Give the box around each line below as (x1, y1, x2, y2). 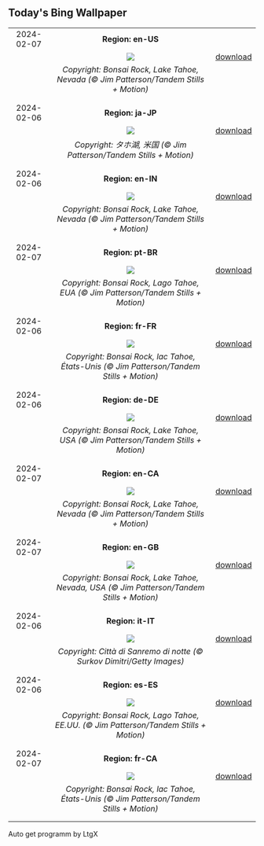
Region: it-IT (105, 615, 156, 626)
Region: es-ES (103, 679, 159, 690)
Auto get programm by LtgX (8, 829, 98, 838)
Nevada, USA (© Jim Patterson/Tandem (56, 582, 205, 593)
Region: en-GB (101, 542, 159, 553)
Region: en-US (101, 33, 159, 44)
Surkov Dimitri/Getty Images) (76, 656, 185, 667)
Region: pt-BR (103, 247, 158, 258)
